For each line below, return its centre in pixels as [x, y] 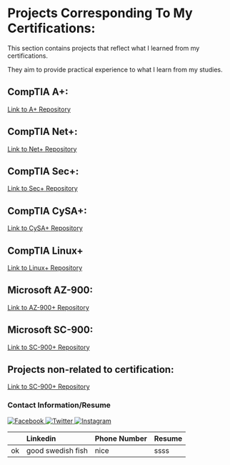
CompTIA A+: [38, 92]
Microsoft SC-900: [50, 330]
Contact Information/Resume [59, 405]
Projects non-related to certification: [91, 370]
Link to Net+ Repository [42, 149]
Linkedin [41, 439]
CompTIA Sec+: [43, 171]
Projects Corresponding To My [100, 13]
